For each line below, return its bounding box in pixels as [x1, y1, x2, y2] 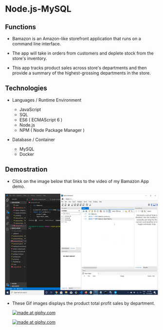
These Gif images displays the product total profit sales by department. [12, 300, 155, 306]
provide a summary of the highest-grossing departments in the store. [12, 70, 151, 76]
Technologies [5, 84, 48, 92]
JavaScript [19, 106, 41, 112]
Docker [19, 151, 34, 157]
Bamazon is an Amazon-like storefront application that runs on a [12, 36, 141, 41]
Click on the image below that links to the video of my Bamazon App [12, 178, 149, 184]
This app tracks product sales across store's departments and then [12, 65, 147, 71]
